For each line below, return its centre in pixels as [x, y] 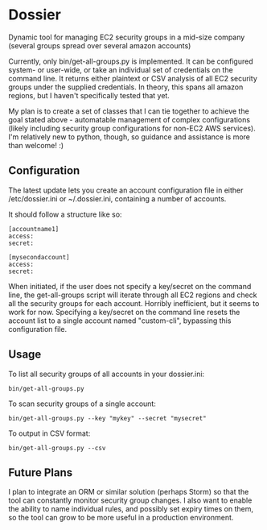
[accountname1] [34, 229]
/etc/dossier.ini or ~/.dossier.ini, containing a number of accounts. [117, 198]
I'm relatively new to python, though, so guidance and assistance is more [129, 137]
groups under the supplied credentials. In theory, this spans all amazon [126, 87]
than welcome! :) [36, 145]
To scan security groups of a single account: [82, 404]
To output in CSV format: [49, 433]
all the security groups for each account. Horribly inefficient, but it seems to [134, 303]
